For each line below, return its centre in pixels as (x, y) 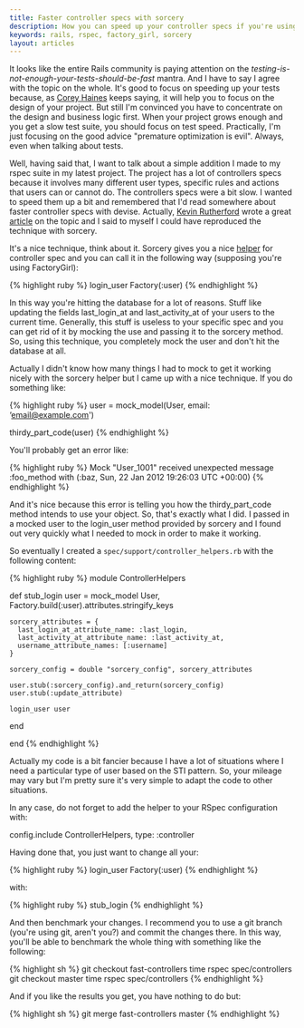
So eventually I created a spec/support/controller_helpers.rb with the (142, 551)
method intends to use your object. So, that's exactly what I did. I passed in (149, 514)
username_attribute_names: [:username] (93, 646)
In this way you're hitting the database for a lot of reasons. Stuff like (136, 303)
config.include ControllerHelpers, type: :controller (102, 835)
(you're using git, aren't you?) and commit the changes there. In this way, (146, 932)
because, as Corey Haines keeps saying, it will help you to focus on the (142, 98)
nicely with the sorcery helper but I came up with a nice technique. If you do (151, 378)
